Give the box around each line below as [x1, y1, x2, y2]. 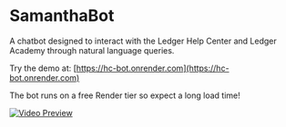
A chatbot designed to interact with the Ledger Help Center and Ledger [9, 35, 277, 46]
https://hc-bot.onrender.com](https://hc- [76, 63, 230, 73]
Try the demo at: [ [9, 63, 77, 73]
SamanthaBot [9, 5, 115, 26]
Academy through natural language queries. [9, 44, 175, 55]
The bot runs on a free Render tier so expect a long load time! [9, 90, 241, 101]
